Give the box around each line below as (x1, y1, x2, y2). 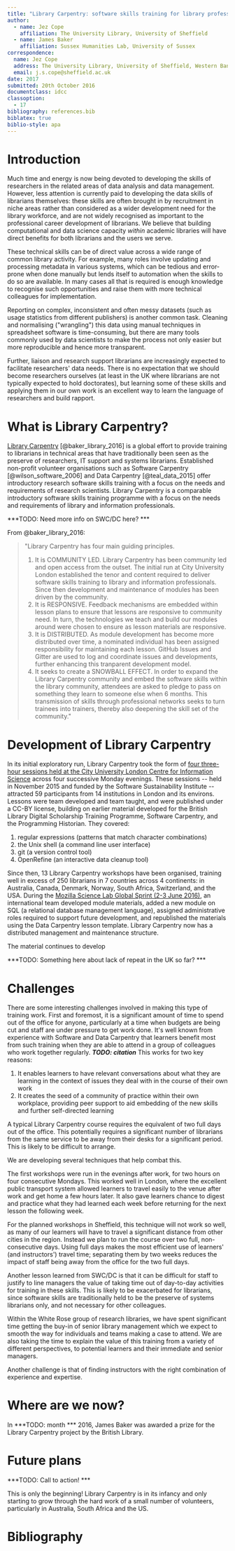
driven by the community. (34, 593, 108, 602)
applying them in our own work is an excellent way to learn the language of (7, 386, 224, 395)
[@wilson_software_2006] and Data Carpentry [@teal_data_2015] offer (7, 471, 211, 480)
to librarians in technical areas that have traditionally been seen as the (7, 449, 209, 458)
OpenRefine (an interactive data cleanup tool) (17, 855, 149, 864)
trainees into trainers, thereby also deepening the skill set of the (34, 705, 219, 713)
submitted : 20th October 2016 (7, 82, 96, 89)
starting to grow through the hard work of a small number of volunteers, (7, 1497, 215, 1505)
